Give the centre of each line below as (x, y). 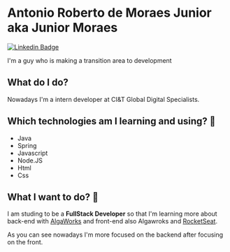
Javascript (33, 153)
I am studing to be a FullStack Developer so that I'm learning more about (113, 214)
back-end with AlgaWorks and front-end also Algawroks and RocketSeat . (113, 221)
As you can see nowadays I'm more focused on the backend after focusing (115, 235)
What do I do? (38, 83)
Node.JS (30, 160)
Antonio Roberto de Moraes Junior (109, 13)
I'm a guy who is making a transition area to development (90, 60)
